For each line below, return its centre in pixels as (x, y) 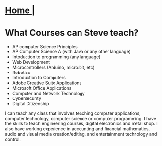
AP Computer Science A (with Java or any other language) (71, 52)
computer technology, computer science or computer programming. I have (81, 119)
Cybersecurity (27, 98)
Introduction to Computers (39, 78)
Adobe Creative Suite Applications (47, 83)
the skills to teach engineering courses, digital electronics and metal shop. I (81, 124)
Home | (20, 11)
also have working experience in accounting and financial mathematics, (78, 129)
